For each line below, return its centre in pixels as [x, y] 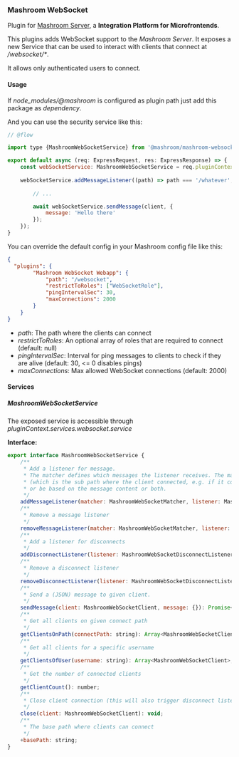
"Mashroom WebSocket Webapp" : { [81, 273]
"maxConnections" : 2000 [80, 299]
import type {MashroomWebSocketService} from [76, 147]
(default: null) [37, 348]
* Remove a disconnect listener [71, 568]
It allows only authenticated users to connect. [74, 68]
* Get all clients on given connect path [85, 621]
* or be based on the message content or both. [95, 489]
